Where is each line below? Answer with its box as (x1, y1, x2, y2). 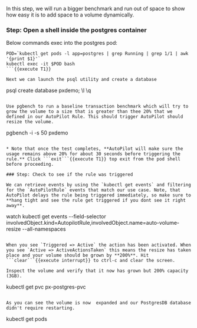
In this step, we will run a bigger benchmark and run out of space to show (6, 5, 185, 12)
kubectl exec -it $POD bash (6, 61, 75, 67)
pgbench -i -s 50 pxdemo (6, 129, 68, 136)
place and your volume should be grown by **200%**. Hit (6, 252, 149, 258)
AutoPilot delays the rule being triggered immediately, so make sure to (6, 192, 192, 198)
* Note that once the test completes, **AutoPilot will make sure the (6, 146, 183, 152)
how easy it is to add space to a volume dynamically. (6, 11, 134, 18)
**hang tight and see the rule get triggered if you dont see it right (6, 198, 186, 204)
